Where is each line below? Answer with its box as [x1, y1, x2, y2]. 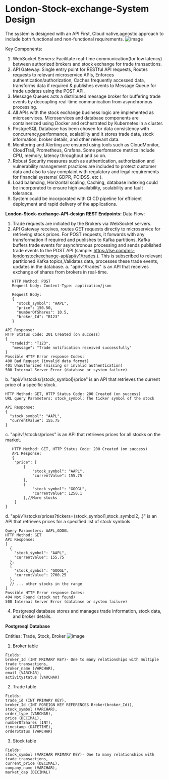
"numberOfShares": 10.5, [16, 309, 69, 315]
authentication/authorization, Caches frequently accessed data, [12, 77, 145, 83]
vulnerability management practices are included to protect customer [12, 163, 157, 169]
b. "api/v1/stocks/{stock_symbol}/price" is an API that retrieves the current [5, 376, 160, 382]
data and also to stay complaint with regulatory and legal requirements [12, 168, 159, 175]
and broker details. [12, 613, 52, 619]
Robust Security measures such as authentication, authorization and [12, 158, 155, 164]
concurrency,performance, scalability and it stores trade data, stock [12, 131, 154, 137]
